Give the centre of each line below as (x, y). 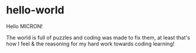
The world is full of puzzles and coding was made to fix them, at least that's (98, 37)
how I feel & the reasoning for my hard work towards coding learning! (90, 44)
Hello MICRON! (24, 26)
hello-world (35, 10)
